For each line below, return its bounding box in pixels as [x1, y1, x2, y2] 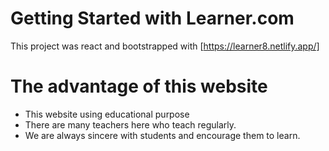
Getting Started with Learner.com [10, 7, 295, 30]
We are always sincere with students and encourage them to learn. [24, 129, 301, 141]
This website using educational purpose [24, 108, 190, 120]
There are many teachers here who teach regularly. [24, 118, 237, 131]
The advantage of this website [10, 75, 268, 98]
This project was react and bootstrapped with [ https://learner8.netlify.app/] [10, 40, 320, 52]
